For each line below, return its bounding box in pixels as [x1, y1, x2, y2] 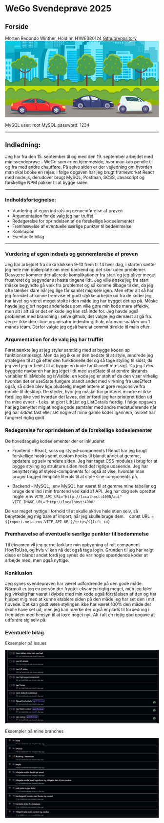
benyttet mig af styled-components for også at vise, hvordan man [12, 468, 145, 474]
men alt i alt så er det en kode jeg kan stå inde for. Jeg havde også [5, 308, 139, 314]
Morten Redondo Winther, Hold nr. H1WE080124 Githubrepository [5, 35, 137, 41]
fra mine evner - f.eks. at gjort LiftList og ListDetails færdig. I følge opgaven [5, 399, 156, 405]
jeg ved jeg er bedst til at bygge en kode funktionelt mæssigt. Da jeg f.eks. [5, 363, 155, 369]
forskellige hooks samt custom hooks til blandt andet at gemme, [12, 453, 141, 459]
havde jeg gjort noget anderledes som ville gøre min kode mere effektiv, [5, 303, 150, 309]
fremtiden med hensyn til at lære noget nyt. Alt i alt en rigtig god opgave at [5, 612, 155, 618]
